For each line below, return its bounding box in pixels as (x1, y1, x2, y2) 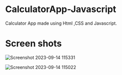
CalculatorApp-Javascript (5, 4, 116, 15)
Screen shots (5, 38, 62, 49)
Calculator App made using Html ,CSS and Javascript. (5, 20, 117, 26)
